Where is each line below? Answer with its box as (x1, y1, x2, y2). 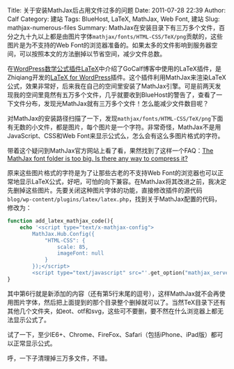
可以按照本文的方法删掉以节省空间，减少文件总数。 (19, 50, 166, 58)
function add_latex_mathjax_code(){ (7, 218, 114, 225)
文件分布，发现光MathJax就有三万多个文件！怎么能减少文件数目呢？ (13, 100, 209, 107)
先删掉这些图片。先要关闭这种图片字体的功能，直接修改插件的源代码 (7, 186, 203, 194)
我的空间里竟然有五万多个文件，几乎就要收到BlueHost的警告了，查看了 (13, 91, 217, 99)
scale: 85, (56, 243, 89, 250)
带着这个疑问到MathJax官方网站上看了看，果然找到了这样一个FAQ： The (7, 146, 214, 155)
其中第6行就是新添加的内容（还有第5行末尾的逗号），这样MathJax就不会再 (7, 289, 219, 298)
